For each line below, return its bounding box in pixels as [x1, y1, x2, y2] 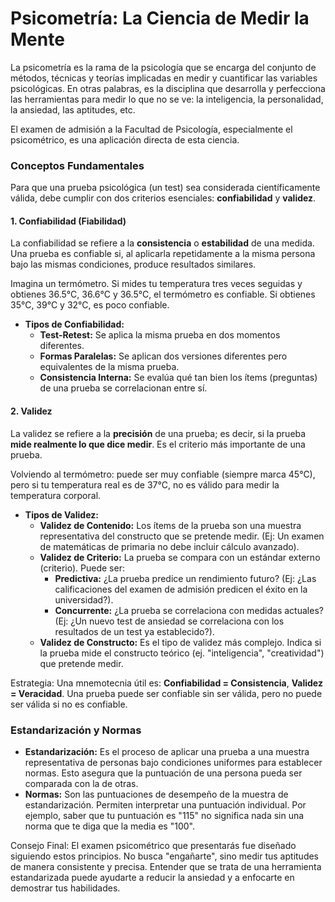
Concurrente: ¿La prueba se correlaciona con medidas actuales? [54, 604, 324, 616]
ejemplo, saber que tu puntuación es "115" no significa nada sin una [24, 809, 305, 821]
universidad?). [54, 593, 114, 606]
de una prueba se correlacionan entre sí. [39, 382, 208, 394]
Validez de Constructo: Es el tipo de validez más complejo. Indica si [39, 636, 322, 648]
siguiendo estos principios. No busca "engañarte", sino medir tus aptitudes [10, 850, 320, 862]
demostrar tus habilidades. [10, 882, 121, 894]
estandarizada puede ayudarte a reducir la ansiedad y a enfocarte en [10, 871, 295, 883]
